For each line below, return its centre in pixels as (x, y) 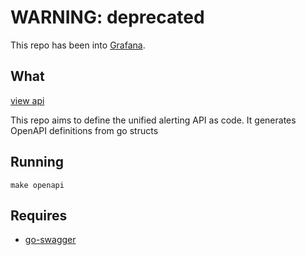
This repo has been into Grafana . (78, 45)
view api (27, 100)
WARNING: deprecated (107, 17)
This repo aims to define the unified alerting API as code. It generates (153, 120)
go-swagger (50, 240)
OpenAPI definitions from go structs (84, 130)
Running (37, 162)
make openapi (37, 185)
